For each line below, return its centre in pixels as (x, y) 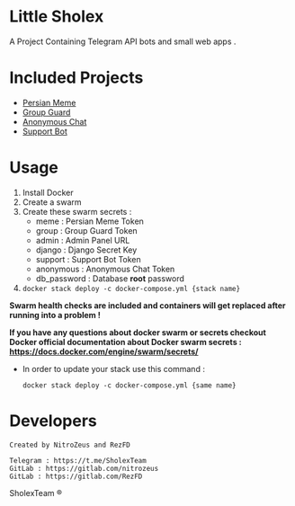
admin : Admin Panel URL (83, 240)
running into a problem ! (55, 315)
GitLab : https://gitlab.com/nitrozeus (84, 468)
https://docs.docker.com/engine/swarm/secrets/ (104, 351)
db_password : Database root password (110, 278)
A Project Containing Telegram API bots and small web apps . (123, 41)
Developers (53, 421)
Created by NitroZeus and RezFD (70, 445)
